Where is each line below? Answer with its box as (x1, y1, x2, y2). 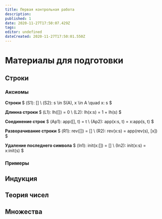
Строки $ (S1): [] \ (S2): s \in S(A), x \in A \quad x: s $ (5, 100, 112, 106)
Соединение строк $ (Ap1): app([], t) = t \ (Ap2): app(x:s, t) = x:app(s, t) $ (5, 118, 154, 124)
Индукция (5, 175, 38, 183)
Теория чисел (5, 191, 49, 199)
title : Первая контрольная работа (5, 7, 75, 12)
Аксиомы (5, 89, 29, 95)
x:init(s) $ (5, 147, 24, 153)
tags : (5, 25, 16, 30)
